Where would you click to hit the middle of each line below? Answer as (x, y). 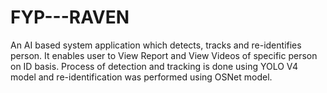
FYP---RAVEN (70, 17)
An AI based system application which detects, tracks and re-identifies (156, 45)
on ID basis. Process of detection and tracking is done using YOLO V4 (154, 66)
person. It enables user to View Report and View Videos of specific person (164, 55)
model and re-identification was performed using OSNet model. (141, 77)
